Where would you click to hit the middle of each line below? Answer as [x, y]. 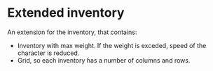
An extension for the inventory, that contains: [72, 32]
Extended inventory [66, 13]
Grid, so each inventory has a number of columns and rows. [104, 60]
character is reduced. [48, 53]
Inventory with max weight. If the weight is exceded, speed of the [112, 45]
